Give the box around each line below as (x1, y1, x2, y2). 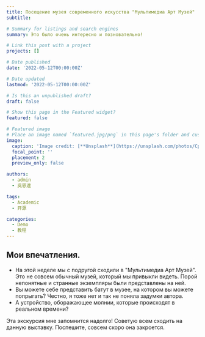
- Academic (12, 199, 40, 206)
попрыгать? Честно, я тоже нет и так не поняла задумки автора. (15, 292, 184, 300)
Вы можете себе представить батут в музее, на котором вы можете (15, 286, 194, 293)
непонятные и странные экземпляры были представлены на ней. (15, 279, 186, 286)
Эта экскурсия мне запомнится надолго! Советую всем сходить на (6, 317, 183, 324)
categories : (6, 216, 37, 222)
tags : (6, 193, 20, 199)
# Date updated (6, 76, 45, 82)
